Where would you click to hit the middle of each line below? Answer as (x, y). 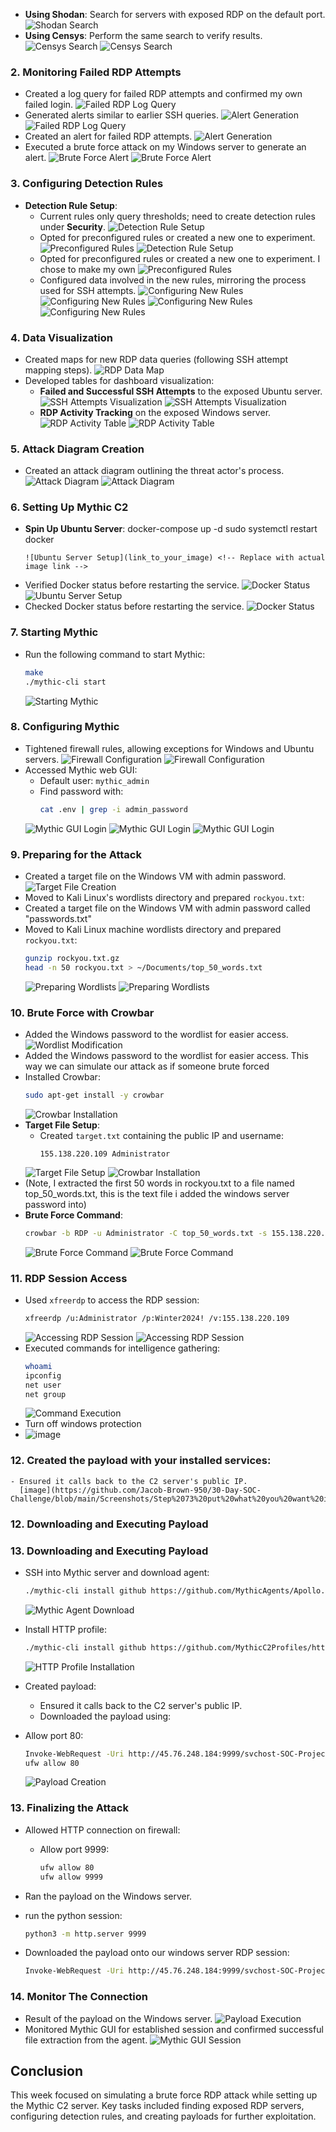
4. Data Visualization (61, 337)
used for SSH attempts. (88, 290)
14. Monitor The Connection (79, 1997)
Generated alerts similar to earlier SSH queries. (121, 115)
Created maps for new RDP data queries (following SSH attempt (156, 359)
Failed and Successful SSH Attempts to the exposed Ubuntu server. (181, 391)
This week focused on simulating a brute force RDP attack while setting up (164, 2095)
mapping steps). (58, 370)
